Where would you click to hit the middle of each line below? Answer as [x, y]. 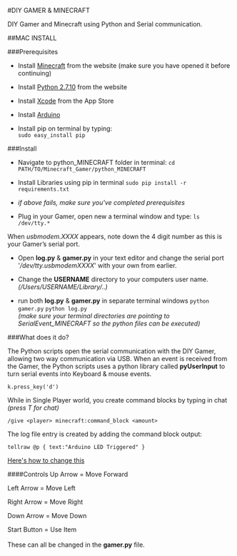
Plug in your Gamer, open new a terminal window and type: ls [109, 216]
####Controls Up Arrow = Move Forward [68, 474]
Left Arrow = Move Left [42, 488]
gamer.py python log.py [52, 309]
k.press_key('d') [33, 387]
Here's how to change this [46, 460]
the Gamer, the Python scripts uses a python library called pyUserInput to [116, 366]
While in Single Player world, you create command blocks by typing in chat [117, 400]
